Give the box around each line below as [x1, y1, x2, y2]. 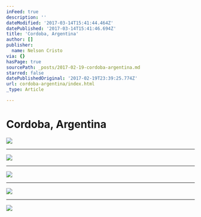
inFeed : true [6, 8, 39, 15]
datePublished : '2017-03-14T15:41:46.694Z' [6, 25, 117, 32]
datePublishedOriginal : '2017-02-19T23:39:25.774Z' [6, 75, 138, 81]
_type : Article [6, 87, 44, 93]
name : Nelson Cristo [11, 48, 63, 54]
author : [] [6, 36, 33, 42]
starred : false [6, 70, 44, 76]
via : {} [6, 53, 26, 59]
